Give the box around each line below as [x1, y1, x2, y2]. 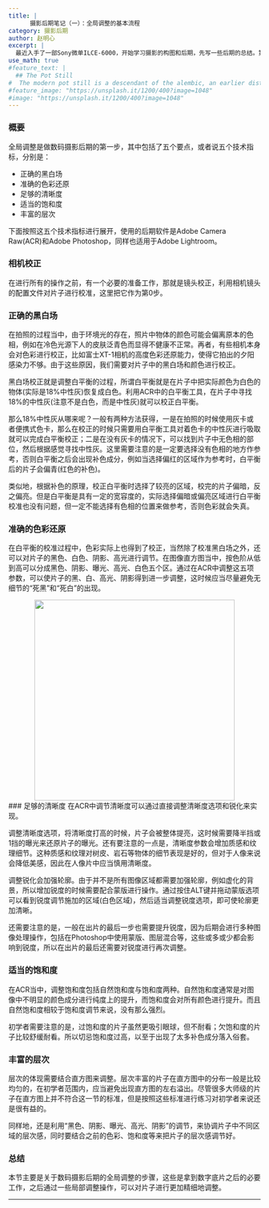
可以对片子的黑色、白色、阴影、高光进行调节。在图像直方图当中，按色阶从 [8, 553, 254, 563]
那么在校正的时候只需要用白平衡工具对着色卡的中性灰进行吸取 [57, 424, 261, 434]
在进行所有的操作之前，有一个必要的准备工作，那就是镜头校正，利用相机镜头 [8, 278, 261, 288]
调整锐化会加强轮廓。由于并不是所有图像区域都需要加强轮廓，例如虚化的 [8, 875, 247, 885]
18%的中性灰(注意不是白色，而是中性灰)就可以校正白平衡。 [8, 397, 203, 406]
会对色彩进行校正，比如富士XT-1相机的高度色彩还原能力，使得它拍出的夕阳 [8, 350, 255, 360]
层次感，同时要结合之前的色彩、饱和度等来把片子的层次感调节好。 [22, 1131, 240, 1141]
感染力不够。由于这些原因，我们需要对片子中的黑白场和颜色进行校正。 [8, 360, 240, 369]
